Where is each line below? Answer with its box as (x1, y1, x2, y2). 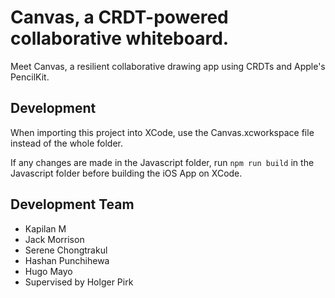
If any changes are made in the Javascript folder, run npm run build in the (10, 156, 315, 168)
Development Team (10, 196, 135, 213)
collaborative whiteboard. (10, 27, 230, 50)
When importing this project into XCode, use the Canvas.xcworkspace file (10, 126, 315, 138)
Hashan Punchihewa (24, 254, 110, 266)
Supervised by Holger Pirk (24, 276, 134, 288)
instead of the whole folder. (10, 137, 123, 149)
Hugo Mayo (24, 265, 73, 277)
